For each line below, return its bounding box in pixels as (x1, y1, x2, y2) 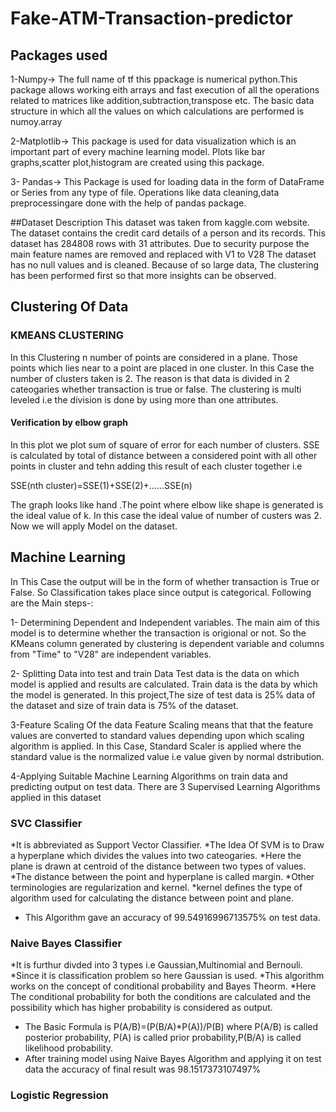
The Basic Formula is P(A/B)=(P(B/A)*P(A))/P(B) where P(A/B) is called (24, 1021, 319, 1033)
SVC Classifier (10, 816, 83, 830)
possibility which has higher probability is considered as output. (10, 1002, 273, 1014)
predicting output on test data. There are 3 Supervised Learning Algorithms (10, 780, 321, 792)
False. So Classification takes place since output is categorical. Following (10, 586, 312, 598)
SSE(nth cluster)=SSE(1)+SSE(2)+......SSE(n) (10, 479, 193, 491)
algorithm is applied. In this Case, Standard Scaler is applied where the (10, 740, 302, 752)
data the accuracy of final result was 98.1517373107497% (24, 1063, 262, 1076)
